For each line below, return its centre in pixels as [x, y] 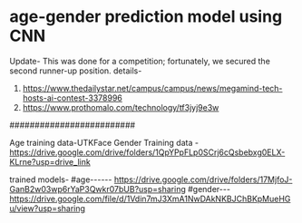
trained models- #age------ [61, 179]
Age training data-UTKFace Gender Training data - [104, 142]
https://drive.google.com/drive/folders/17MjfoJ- [203, 179]
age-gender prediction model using [146, 17]
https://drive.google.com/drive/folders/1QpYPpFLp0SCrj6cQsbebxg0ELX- [147, 152]
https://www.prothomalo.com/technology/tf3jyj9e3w [121, 107]
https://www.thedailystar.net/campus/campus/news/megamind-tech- [152, 88]
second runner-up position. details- [76, 71]
